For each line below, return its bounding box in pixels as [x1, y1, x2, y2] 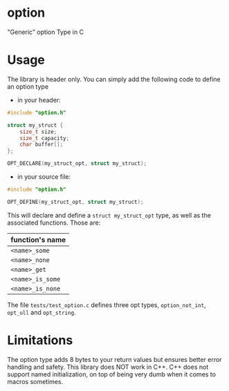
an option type [7, 82, 49, 91]
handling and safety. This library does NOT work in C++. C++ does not [7, 363, 209, 371]
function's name [10, 234, 66, 244]
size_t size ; [19, 128, 57, 135]
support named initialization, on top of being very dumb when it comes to [7, 370, 217, 379]
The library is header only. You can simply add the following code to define [7, 75, 221, 83]
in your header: [17, 96, 61, 104]
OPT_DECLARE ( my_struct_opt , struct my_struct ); [7, 160, 147, 167]
